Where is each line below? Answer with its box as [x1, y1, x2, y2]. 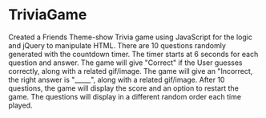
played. [8, 100, 33, 110]
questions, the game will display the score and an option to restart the [8, 83, 239, 93]
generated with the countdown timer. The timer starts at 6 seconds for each [8, 49, 259, 59]
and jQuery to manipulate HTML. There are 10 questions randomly [8, 40, 227, 50]
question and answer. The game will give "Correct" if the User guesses [8, 58, 243, 67]
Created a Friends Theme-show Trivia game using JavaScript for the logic [8, 32, 252, 42]
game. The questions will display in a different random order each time [8, 92, 242, 101]
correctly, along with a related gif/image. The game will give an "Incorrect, [8, 66, 253, 75]
